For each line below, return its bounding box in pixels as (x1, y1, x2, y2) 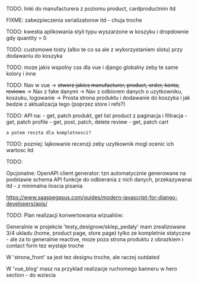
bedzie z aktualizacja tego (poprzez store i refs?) (6, 100, 126, 108)
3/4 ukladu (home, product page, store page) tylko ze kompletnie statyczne (6, 229, 191, 237)
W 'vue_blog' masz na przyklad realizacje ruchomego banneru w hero (6, 265, 178, 272)
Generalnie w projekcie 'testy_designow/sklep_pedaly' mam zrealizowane (6, 223, 186, 230)
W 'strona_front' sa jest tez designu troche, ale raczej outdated (6, 254, 160, 260)
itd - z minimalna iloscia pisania (6, 183, 83, 189)
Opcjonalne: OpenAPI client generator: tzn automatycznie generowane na (6, 169, 186, 177)
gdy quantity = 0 (6, 34, 47, 41)
